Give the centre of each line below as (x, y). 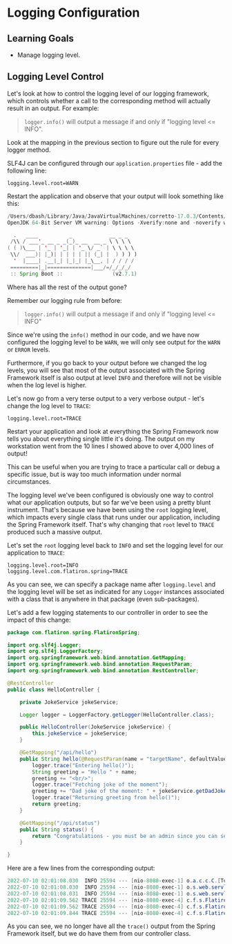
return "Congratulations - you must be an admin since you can (125, 836)
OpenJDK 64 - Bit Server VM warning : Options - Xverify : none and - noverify (114, 222)
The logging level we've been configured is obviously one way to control (110, 495)
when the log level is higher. (47, 385)
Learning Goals (41, 38)
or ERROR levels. (29, 349)
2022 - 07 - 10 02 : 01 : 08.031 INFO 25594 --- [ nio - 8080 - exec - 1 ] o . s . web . (109, 893)
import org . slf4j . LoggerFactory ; (55, 652)
